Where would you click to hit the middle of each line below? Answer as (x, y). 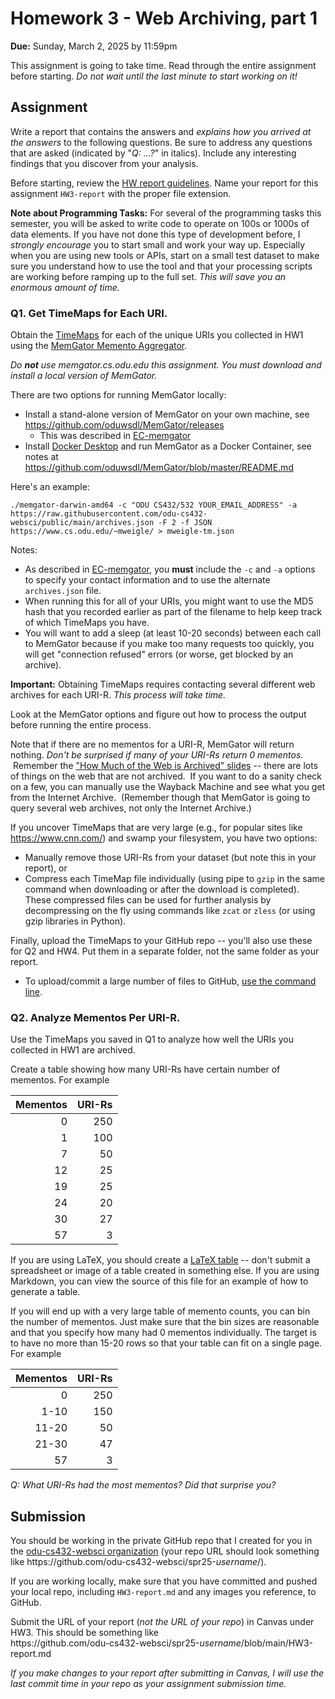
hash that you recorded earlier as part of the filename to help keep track (173, 612)
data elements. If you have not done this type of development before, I (155, 234)
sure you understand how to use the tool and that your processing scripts (161, 266)
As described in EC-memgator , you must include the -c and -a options (170, 569)
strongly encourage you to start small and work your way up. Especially (158, 244)
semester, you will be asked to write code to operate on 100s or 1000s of (160, 223)
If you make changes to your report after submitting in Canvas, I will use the (167, 1673)
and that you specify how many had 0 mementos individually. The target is (163, 1333)
